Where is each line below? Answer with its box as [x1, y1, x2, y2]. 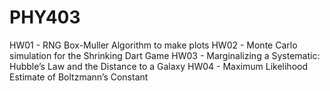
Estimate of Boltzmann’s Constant [9, 71, 149, 83]
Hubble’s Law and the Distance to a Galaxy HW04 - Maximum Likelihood [9, 60, 308, 72]
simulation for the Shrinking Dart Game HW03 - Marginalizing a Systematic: [9, 49, 321, 61]
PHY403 [9, 6, 81, 29]
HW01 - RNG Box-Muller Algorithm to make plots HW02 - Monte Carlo [9, 39, 298, 51]
